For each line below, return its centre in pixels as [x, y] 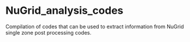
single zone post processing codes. [48, 32]
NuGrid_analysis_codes [65, 11]
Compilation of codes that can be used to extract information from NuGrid [95, 26]
